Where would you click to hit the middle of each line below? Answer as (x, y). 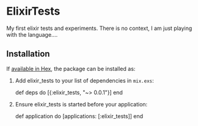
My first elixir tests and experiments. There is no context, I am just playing (99, 28)
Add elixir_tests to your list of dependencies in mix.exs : (84, 80)
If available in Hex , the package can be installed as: (71, 69)
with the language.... (32, 34)
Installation (28, 54)
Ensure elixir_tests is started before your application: (81, 104)
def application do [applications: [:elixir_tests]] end (79, 116)
